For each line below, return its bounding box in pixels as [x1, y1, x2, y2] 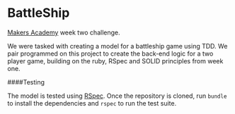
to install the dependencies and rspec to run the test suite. [7, 99, 177, 107]
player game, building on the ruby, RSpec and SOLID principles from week [7, 56, 224, 65]
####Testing [7, 77, 45, 86]
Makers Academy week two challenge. [7, 28, 120, 37]
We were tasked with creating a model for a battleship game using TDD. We [7, 42, 228, 50]
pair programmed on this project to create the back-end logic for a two [7, 49, 214, 58]
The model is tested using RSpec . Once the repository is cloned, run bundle [7, 91, 227, 100]
